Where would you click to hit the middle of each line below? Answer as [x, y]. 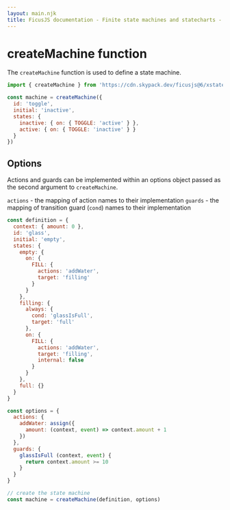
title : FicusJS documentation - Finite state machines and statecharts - [115, 20]
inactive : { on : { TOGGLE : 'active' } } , [79, 123]
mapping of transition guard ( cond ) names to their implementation [99, 208]
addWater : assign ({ [47, 424]
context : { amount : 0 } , [49, 227]
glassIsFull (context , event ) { [65, 455]
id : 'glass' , [32, 233]
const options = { [33, 411]
